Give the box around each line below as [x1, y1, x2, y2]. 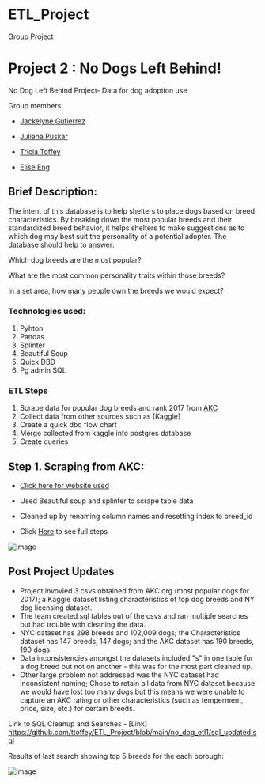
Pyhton [19, 323, 44, 333]
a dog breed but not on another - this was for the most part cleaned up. [19, 661, 253, 671]
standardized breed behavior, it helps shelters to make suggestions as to [8, 223, 245, 233]
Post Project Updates [8, 565, 115, 578]
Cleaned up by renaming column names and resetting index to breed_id [19, 512, 253, 521]
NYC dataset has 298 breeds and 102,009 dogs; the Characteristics [19, 627, 241, 638]
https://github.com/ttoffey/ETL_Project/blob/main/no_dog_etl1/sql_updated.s [8, 727, 257, 737]
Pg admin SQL [19, 365, 67, 375]
